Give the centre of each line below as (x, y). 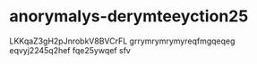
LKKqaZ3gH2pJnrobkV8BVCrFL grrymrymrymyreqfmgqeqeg (122, 41)
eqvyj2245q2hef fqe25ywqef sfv (70, 50)
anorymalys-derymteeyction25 (129, 16)
